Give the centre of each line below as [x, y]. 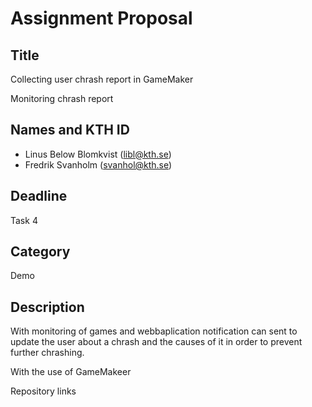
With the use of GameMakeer [71, 372]
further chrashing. [47, 353]
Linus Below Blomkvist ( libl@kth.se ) [98, 154]
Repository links [43, 391]
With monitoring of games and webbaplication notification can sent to [154, 331]
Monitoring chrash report [62, 98]
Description [47, 307]
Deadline [39, 196]
